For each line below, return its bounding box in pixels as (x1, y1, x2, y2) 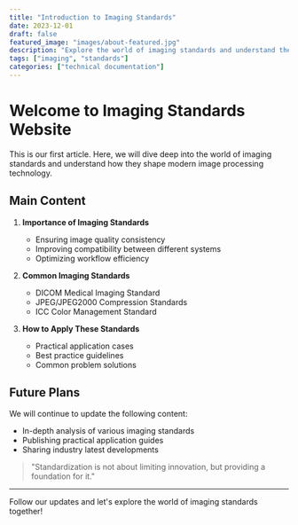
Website (9, 120, 72, 140)
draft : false (9, 29, 58, 38)
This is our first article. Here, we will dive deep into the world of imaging (9, 148, 272, 160)
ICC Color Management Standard (35, 306, 157, 317)
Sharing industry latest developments (21, 444, 160, 455)
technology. (9, 168, 53, 178)
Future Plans (9, 385, 81, 400)
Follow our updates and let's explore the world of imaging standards (9, 497, 259, 507)
